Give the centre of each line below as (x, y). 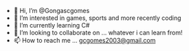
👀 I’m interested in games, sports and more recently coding (97, 18)
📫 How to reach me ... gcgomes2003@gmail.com (85, 40)
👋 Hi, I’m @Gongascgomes (52, 11)
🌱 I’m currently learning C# (52, 25)
